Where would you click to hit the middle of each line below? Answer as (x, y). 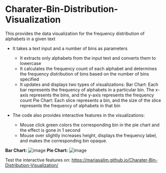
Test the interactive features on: (38, 160)
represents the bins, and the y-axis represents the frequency (92, 95)
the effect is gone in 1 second (50, 130)
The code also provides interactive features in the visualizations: (79, 115)
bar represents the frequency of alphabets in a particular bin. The (87, 89)
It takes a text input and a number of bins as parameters (70, 48)
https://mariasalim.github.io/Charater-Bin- (115, 160)
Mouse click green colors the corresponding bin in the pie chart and (89, 125)
